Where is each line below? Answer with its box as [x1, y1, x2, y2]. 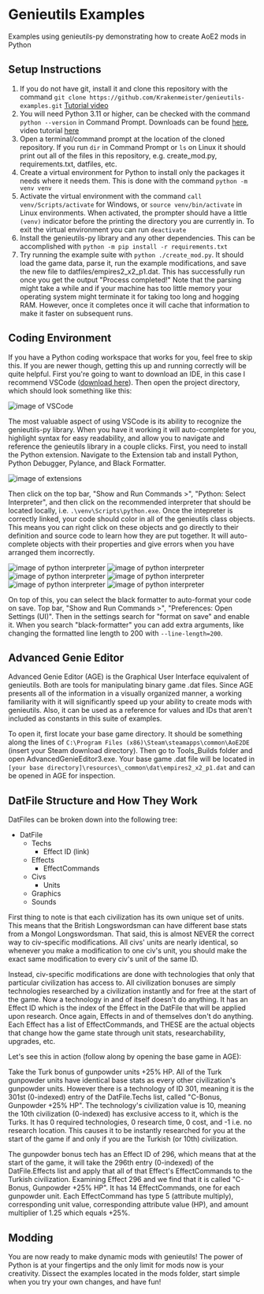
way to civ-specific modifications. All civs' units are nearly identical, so [8, 938, 239, 947]
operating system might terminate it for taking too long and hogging [19, 292, 240, 301]
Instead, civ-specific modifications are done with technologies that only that [8, 970, 255, 979]
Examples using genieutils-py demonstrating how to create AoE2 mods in [8, 32, 247, 41]
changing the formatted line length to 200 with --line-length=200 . [8, 628, 223, 638]
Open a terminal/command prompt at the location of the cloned [19, 134, 225, 144]
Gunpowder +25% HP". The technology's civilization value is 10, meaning [8, 1101, 247, 1110]
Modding [8, 1231, 54, 1244]
